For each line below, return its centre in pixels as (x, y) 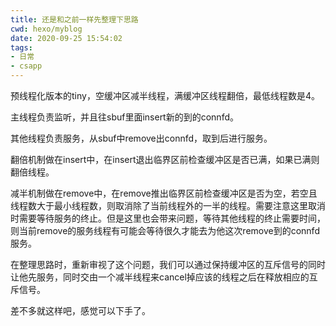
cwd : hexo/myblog (46, 29)
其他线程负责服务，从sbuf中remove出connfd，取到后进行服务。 (141, 138)
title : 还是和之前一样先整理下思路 (74, 19)
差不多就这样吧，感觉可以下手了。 (80, 310)
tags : (21, 47)
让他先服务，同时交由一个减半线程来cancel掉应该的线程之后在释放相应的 (160, 277)
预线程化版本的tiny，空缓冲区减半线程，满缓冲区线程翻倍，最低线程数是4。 (165, 95)
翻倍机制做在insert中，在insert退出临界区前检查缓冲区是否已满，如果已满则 (165, 159)
